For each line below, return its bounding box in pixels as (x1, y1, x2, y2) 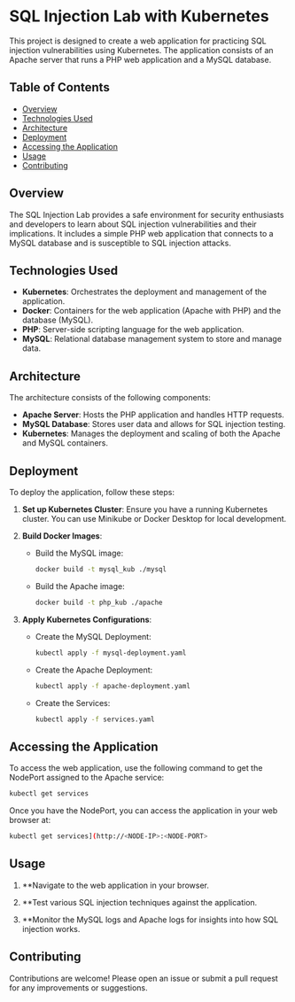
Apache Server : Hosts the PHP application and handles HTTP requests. (21, 409, 285, 420)
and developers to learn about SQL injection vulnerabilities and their (9, 219, 257, 229)
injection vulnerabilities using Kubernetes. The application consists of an (9, 44, 274, 55)
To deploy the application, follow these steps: (9, 487, 175, 497)
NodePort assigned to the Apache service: (9, 773, 165, 783)
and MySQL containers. (21, 438, 109, 448)
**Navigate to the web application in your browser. (21, 880, 210, 890)
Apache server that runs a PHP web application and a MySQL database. (9, 54, 272, 65)
